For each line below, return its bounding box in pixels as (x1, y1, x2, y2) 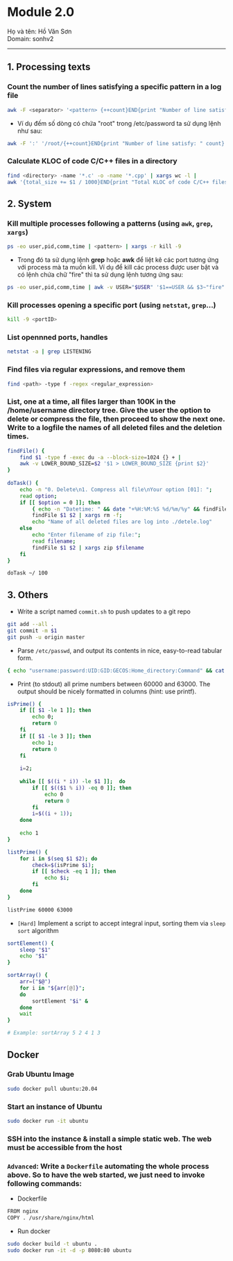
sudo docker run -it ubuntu (7, 1117, 89, 1124)
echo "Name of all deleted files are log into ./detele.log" (32, 518, 213, 525)
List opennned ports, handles (7, 332, 109, 342)
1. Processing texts (7, 61, 91, 73)
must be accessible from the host (7, 1142, 123, 1152)
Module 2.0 (7, 4, 75, 20)
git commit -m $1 (7, 627, 58, 634)
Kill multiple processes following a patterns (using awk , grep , (7, 218, 213, 228)
